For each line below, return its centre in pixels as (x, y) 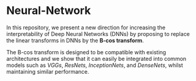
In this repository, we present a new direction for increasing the (86, 27)
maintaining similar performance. (48, 71)
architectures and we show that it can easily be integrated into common (96, 58)
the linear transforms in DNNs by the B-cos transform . (75, 40)
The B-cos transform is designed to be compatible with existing (86, 52)
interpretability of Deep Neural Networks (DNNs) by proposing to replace (98, 33)
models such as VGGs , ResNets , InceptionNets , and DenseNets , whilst (95, 65)
